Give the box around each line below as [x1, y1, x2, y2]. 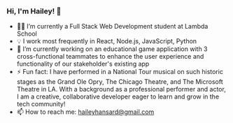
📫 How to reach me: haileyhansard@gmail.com [16, 108, 155, 116]
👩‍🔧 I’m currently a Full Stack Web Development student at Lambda [16, 22, 209, 31]
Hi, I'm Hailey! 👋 [6, 6, 62, 16]
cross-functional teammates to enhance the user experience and [16, 52, 204, 61]
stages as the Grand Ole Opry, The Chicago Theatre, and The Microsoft [16, 78, 223, 86]
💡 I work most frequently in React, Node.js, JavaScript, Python [16, 37, 197, 45]
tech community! [16, 100, 66, 108]
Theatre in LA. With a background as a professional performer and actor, [16, 85, 227, 94]
